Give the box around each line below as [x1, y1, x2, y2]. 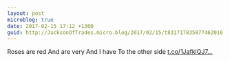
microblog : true [7, 16, 54, 23]
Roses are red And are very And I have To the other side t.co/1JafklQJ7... [7, 48, 213, 56]
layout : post [7, 10, 45, 17]
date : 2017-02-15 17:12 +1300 [7, 22, 94, 29]
